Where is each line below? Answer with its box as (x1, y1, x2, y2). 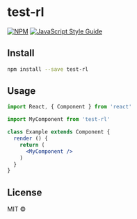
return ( (19, 141, 45, 148)
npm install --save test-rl (7, 65, 89, 73)
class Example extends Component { (7, 129, 111, 136)
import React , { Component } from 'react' (7, 104, 132, 111)
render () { (13, 135, 49, 143)
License (7, 186, 42, 198)
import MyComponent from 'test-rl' (7, 116, 111, 123)
